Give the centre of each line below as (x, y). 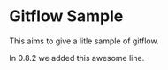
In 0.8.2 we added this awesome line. (77, 58)
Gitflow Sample (66, 16)
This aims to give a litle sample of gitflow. (84, 41)
